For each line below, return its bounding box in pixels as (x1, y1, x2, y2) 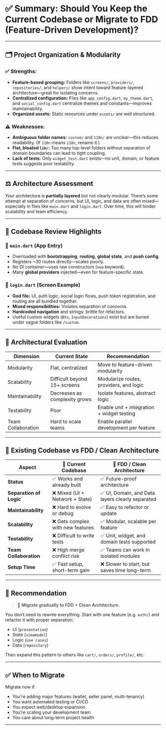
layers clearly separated (100, 496, 157, 502)
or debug (52, 510, 74, 517)
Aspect (19, 464, 37, 471)
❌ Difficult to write (52, 532, 95, 539)
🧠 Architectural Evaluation (5, 338, 87, 347)
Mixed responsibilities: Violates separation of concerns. (12, 303, 128, 309)
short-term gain (52, 567, 90, 574)
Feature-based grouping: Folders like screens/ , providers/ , (12, 79, 135, 85)
